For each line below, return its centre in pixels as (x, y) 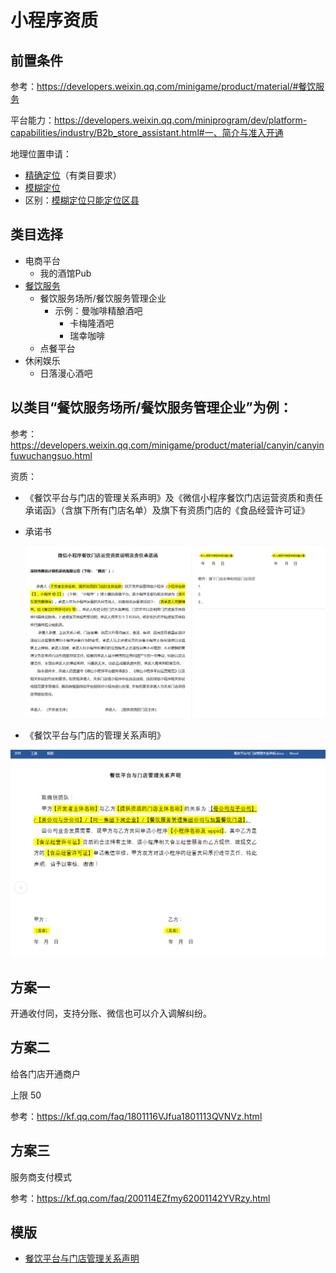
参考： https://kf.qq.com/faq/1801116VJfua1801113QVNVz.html (136, 1116)
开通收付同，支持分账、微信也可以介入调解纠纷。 (111, 1013)
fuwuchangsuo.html (51, 455)
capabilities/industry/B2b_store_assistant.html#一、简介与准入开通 (147, 132)
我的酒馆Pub (65, 273)
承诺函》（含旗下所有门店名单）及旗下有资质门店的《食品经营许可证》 (167, 510)
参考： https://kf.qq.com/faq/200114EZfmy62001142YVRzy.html (140, 1198)
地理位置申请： (41, 154)
